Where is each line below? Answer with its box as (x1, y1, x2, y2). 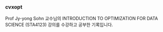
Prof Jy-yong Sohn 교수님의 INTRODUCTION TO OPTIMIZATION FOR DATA (5, 15, 159, 21)
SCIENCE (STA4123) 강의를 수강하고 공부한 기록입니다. (5, 21, 113, 28)
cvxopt (5, 3, 22, 10)
